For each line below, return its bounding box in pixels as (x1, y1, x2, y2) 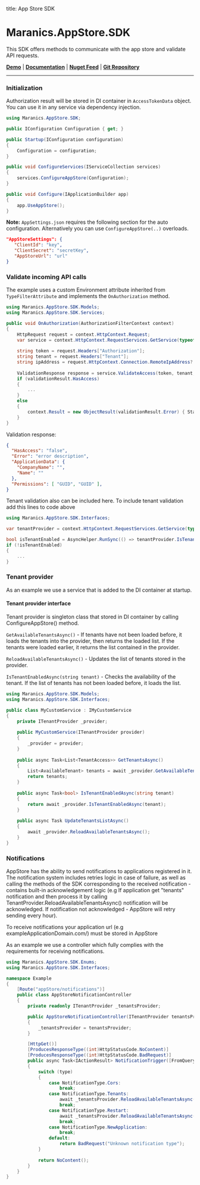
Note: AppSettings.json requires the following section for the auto (6, 218, 168, 226)
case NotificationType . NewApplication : (48, 1124, 148, 1130)
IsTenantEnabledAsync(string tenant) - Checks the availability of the (6, 673, 176, 680)
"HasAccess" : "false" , (11, 448, 68, 454)
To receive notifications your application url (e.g (6, 923, 124, 930)
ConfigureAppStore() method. (6, 620, 79, 627)
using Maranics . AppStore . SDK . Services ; (6, 309, 105, 316)
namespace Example (6, 975, 52, 981)
